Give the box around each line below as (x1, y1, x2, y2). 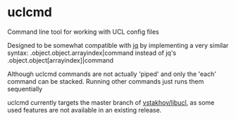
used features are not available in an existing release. (7, 106, 162, 114)
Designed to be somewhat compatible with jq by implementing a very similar (7, 41, 229, 49)
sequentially (7, 84, 43, 93)
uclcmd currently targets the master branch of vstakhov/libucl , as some (7, 98, 215, 106)
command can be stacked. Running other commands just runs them (7, 77, 204, 85)
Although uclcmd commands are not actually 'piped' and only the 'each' (7, 70, 217, 78)
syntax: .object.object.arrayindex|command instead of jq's (7, 49, 177, 57)
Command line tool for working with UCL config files (7, 27, 160, 36)
